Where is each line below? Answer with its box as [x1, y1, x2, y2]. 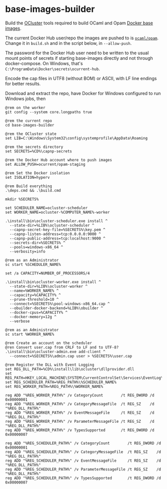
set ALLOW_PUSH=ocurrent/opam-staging [5, 162, 85, 167]
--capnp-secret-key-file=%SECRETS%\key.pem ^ [9, 227, 106, 232]
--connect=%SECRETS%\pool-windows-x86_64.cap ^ [9, 301, 110, 306]
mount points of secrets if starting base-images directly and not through [5, 55, 153, 61]
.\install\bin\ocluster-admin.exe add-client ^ [5, 349, 106, 354]
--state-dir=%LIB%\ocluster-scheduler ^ [9, 223, 94, 228]
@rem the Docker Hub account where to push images [5, 157, 112, 162]
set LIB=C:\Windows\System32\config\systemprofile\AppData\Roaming [5, 135, 148, 140]
